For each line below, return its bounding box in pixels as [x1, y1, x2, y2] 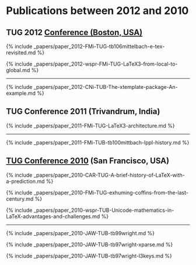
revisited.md [6, 49, 36, 56]
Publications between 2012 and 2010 [6, 4, 189, 18]
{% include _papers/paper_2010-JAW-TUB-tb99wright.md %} [6, 229, 155, 236]
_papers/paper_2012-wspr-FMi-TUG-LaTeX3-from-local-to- [33, 60, 178, 67]
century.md [6, 195, 34, 202]
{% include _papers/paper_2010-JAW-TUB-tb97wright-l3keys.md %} [6, 252, 172, 259]
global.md [6, 67, 30, 74]
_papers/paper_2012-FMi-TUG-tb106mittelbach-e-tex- [33, 43, 165, 50]
